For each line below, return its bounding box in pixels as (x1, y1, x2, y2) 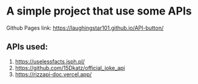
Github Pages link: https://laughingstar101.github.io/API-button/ (6, 24, 164, 31)
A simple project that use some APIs (6, 4, 192, 18)
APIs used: (6, 42, 48, 52)
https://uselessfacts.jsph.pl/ (15, 57, 85, 65)
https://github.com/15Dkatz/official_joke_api (15, 64, 125, 71)
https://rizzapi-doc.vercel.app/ (15, 71, 92, 78)
